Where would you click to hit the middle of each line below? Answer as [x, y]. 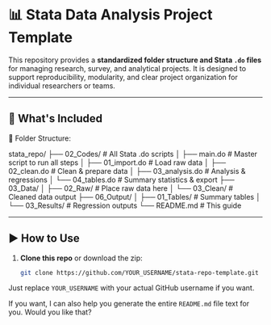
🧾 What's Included [56, 118]
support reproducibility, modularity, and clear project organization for [123, 77]
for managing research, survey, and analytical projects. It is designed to [127, 68]
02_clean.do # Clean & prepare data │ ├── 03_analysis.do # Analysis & [127, 171]
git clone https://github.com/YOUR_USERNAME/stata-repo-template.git [140, 272]
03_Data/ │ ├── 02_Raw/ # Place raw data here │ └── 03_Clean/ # [121, 188]
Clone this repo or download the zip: [81, 258]
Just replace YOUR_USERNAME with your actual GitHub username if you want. [131, 288]
